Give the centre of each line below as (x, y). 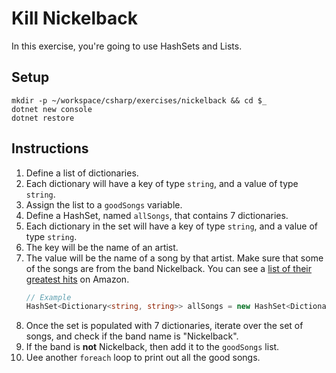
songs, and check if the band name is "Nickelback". (132, 336)
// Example (48, 297)
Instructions (50, 148)
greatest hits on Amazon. (77, 279)
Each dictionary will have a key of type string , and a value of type (162, 183)
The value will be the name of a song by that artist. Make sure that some (174, 258)
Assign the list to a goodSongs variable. (104, 204)
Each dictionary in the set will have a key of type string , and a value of (172, 226)
